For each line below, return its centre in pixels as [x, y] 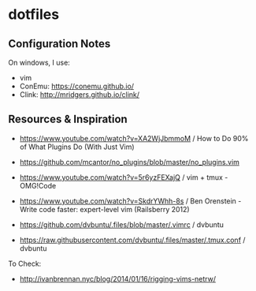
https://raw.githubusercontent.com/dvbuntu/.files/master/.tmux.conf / [132, 240]
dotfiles [34, 15]
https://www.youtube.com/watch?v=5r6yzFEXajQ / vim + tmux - [124, 177]
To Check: [25, 263]
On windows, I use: [39, 62]
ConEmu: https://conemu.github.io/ [77, 86]
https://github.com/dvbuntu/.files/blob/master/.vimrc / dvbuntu [122, 224]
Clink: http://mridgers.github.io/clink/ [80, 95]
